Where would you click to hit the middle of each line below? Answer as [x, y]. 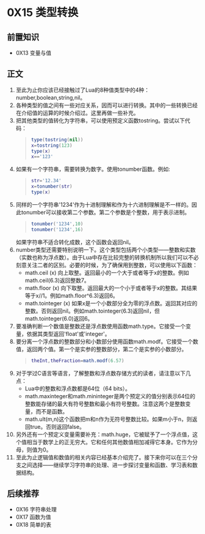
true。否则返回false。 [57, 426]
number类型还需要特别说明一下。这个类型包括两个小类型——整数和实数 [106, 250]
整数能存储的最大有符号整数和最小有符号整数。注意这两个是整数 [105, 404]
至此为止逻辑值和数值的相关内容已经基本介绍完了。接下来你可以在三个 [104, 457]
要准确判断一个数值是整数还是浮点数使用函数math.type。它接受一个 [101, 326]
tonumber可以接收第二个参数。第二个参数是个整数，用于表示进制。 [106, 212]
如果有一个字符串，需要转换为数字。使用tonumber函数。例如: [93, 169]
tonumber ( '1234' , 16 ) [57, 229]
